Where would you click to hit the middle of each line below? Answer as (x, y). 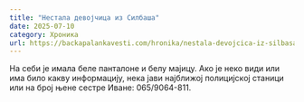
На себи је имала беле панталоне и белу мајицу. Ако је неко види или (145, 69)
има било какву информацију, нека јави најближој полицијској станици (147, 79)
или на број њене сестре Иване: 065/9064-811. (100, 88)
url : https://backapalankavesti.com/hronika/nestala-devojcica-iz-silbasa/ (155, 43)
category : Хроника (44, 34)
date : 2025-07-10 (42, 26)
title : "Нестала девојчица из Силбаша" (85, 18)
